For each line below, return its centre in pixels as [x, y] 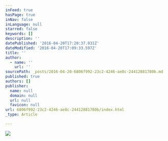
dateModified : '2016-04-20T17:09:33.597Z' [51, 48]
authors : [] [18, 81]
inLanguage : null [24, 24]
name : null [21, 91]
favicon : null [25, 105]
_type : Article [21, 115]
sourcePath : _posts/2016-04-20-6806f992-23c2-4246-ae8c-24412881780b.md [84, 72]
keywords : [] [19, 34]
